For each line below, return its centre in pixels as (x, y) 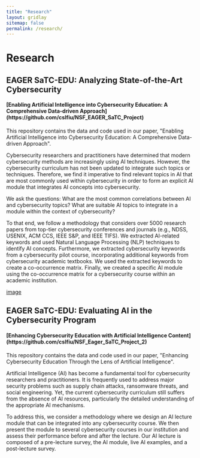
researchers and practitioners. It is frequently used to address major (90, 379)
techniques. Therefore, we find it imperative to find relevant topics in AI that (99, 174)
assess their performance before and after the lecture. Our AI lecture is (94, 436)
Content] (179, 336)
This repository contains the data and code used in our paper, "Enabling (95, 131)
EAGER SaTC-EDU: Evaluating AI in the (79, 311)
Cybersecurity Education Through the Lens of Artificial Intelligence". (90, 361)
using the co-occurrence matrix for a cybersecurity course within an (91, 274)
